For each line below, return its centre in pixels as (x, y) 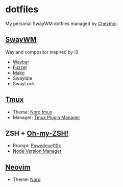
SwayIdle (22, 78)
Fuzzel (20, 67)
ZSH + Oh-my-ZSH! (37, 133)
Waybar (21, 62)
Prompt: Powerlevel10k (37, 146)
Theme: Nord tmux (32, 112)
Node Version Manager (37, 151)
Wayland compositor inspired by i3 (42, 52)
